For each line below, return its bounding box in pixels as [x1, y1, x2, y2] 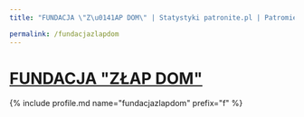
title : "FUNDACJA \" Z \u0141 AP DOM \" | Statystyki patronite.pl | [9, 13, 261, 22]
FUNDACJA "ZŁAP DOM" [9, 68, 204, 88]
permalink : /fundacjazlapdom [9, 29, 119, 39]
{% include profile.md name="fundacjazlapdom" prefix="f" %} [9, 98, 243, 109]
